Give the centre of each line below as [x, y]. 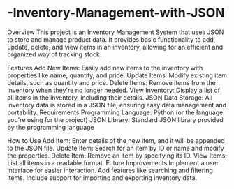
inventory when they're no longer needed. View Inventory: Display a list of [114, 90]
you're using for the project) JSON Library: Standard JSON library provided [115, 119]
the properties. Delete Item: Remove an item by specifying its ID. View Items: [117, 156]
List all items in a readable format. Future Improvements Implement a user [113, 162]
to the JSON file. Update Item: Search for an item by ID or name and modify [116, 148]
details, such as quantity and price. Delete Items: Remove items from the [112, 82]
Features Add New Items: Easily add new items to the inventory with [105, 68]
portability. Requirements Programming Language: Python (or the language [115, 112]
